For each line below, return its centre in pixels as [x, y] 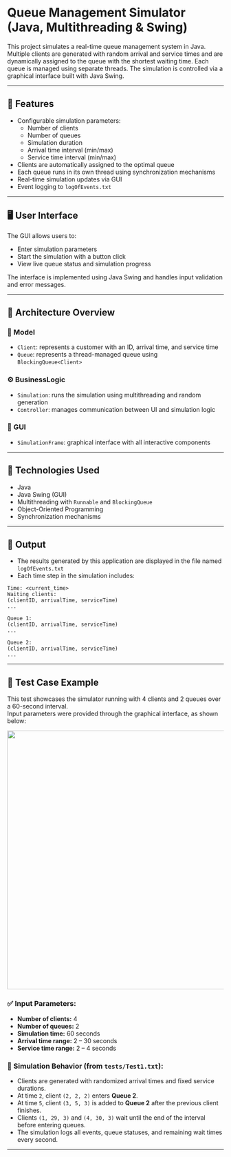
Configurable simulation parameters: [69, 120]
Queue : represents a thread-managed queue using [87, 355]
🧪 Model [21, 332]
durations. [31, 1088]
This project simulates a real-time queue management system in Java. [107, 46]
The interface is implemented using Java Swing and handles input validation [115, 277]
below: [16, 721]
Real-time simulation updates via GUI [69, 179]
